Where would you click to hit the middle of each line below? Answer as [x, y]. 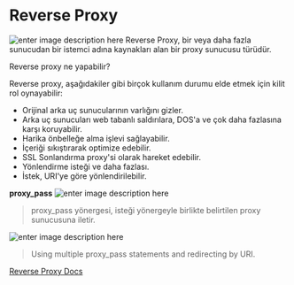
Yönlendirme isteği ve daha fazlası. [85, 166]
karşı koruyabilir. [52, 128]
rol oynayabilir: [36, 93]
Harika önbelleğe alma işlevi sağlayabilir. [96, 138]
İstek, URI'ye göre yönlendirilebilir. [84, 176]
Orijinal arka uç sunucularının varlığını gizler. [103, 110]
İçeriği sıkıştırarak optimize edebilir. [86, 148]
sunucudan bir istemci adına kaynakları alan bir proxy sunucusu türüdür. [140, 49]
